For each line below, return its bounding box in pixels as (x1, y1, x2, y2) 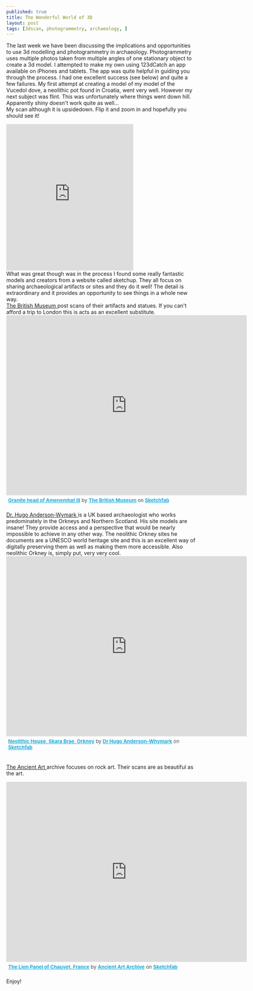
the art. (6, 770, 24, 777)
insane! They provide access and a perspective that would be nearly (6, 524, 175, 532)
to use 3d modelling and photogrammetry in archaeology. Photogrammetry (6, 49, 192, 56)
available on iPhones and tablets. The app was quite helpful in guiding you (6, 67, 191, 75)
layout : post (6, 20, 39, 26)
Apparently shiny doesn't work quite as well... (6, 100, 119, 107)
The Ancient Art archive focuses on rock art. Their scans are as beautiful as (6, 763, 194, 771)
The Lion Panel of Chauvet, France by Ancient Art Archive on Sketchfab (8, 963, 178, 971)
